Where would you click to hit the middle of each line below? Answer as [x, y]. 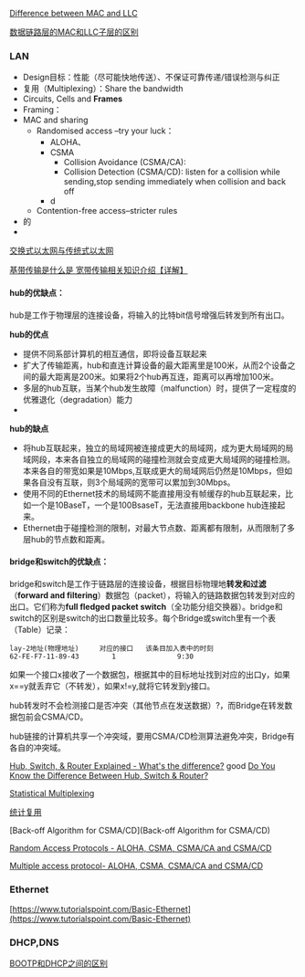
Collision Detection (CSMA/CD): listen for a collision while [172, 172]
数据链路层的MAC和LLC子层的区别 [74, 32]
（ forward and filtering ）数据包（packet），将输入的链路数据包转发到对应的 [152, 595]
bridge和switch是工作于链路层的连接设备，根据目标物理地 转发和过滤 [138, 583]
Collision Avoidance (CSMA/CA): [125, 163]
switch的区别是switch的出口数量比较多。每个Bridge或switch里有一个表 [143, 618]
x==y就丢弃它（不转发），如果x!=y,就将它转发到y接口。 [112, 686]
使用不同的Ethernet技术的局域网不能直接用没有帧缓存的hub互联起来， [154, 493]
